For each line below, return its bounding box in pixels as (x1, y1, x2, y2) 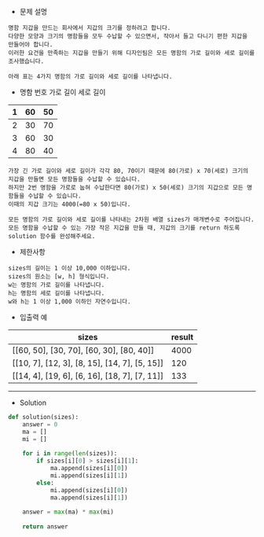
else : (36, 479, 55, 487)
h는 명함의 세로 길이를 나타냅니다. (8, 289, 105, 297)
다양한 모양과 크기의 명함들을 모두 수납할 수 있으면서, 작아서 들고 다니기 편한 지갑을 (8, 32, 247, 40)
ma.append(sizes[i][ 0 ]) (49, 465, 128, 473)
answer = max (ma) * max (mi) (22, 508, 114, 517)
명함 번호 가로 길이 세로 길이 (19, 87, 106, 97)
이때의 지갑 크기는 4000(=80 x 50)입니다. (8, 200, 131, 208)
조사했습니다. (8, 57, 45, 65)
